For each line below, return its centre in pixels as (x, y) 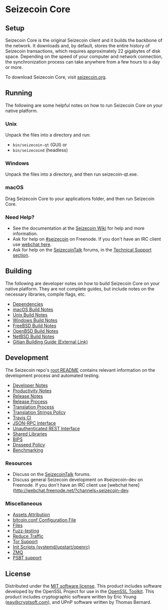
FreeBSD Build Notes (34, 326)
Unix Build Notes (30, 315)
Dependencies (28, 304)
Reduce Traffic (28, 536)
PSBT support (27, 558)
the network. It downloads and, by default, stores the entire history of (78, 46)
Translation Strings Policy (39, 412)
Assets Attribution (31, 515)
